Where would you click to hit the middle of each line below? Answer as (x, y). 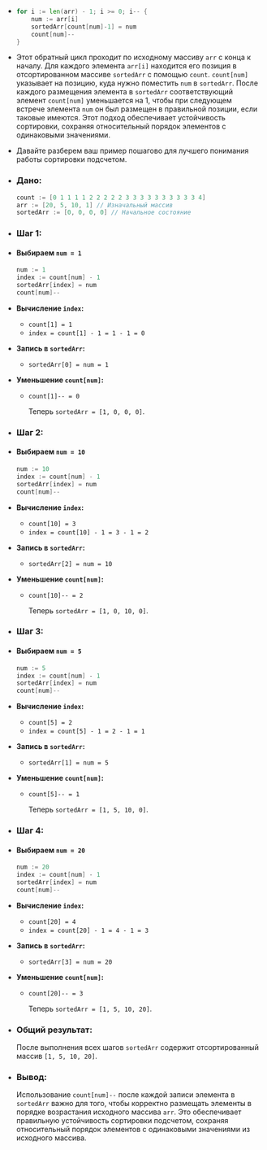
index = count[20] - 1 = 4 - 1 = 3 (88, 930)
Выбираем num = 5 (49, 651)
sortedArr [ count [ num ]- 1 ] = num (84, 27)
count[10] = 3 (52, 524)
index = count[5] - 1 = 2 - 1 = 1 (86, 732)
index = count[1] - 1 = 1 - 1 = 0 (86, 333)
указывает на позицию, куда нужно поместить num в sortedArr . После (137, 83)
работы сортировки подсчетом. (71, 159)
